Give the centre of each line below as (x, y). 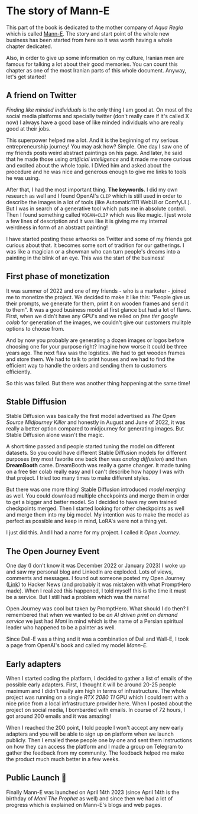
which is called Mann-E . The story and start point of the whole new (88, 33)
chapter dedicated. (29, 46)
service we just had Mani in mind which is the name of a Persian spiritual (95, 621)
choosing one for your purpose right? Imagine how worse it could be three (97, 346)
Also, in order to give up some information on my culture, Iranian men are (95, 58)
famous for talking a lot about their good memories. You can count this (92, 64)
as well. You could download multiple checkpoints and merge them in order (98, 496)
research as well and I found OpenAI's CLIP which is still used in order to (94, 196)
